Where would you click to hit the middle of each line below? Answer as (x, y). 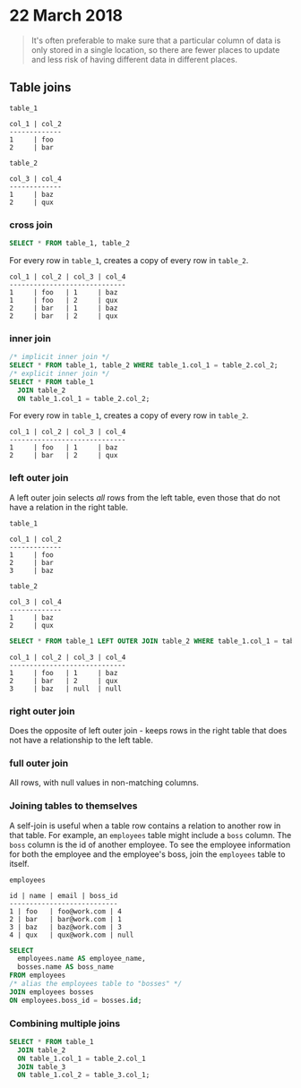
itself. (19, 863)
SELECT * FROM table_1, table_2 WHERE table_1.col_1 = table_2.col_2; (144, 365)
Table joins (40, 87)
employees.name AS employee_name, (82, 959)
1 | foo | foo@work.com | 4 (66, 911)
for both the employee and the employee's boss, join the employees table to (147, 854)
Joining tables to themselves (73, 806)
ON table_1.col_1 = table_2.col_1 (82, 1058)
